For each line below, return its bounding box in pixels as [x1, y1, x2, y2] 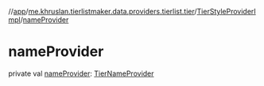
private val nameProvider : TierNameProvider [8, 69, 154, 78]
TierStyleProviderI [196, 7, 256, 16]
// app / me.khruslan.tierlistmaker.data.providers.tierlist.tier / [8, 7, 197, 16]
